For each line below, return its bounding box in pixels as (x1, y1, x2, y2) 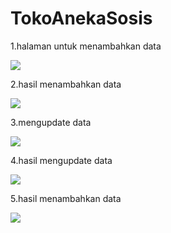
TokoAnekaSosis (10, 7, 153, 30)
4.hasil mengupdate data (10, 154, 113, 166)
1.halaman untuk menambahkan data (10, 40, 162, 52)
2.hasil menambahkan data (10, 78, 122, 90)
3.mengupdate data (10, 116, 92, 128)
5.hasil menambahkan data (10, 192, 122, 204)
